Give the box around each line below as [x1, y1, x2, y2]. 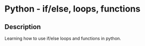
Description [4, 23, 41, 31]
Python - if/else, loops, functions [4, 3, 141, 15]
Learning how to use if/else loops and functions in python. [4, 35, 121, 41]
